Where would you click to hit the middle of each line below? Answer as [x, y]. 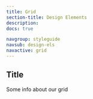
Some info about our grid [37, 89]
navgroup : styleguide [33, 40]
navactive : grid [26, 51]
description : [22, 23]
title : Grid [21, 12]
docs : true [20, 28]
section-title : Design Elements [46, 17]
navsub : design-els [31, 45]
